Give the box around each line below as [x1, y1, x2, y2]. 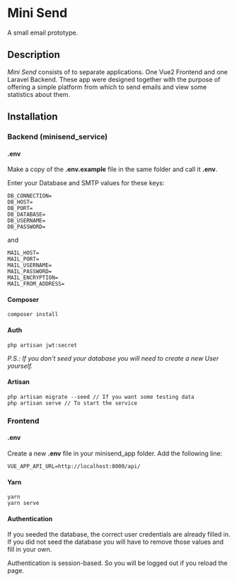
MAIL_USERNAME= [7, 262, 52, 269]
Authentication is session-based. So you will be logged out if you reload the [7, 559, 228, 567]
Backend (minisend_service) [7, 132, 108, 142]
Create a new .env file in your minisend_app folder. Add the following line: [7, 449, 223, 458]
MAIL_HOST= [7, 250, 40, 257]
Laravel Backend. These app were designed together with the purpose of [7, 75, 221, 83]
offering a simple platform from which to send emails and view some [7, 83, 207, 91]
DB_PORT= [7, 205, 33, 212]
